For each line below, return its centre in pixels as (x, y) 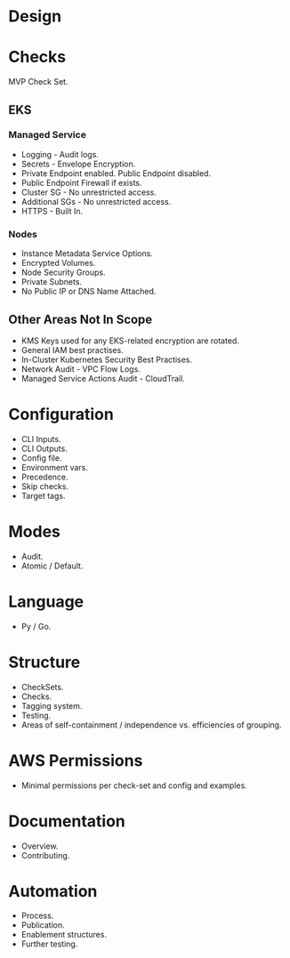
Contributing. (45, 855)
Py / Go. (36, 626)
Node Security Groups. (63, 272)
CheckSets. (42, 687)
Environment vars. (54, 467)
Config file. (41, 458)
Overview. (40, 846)
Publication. (43, 925)
